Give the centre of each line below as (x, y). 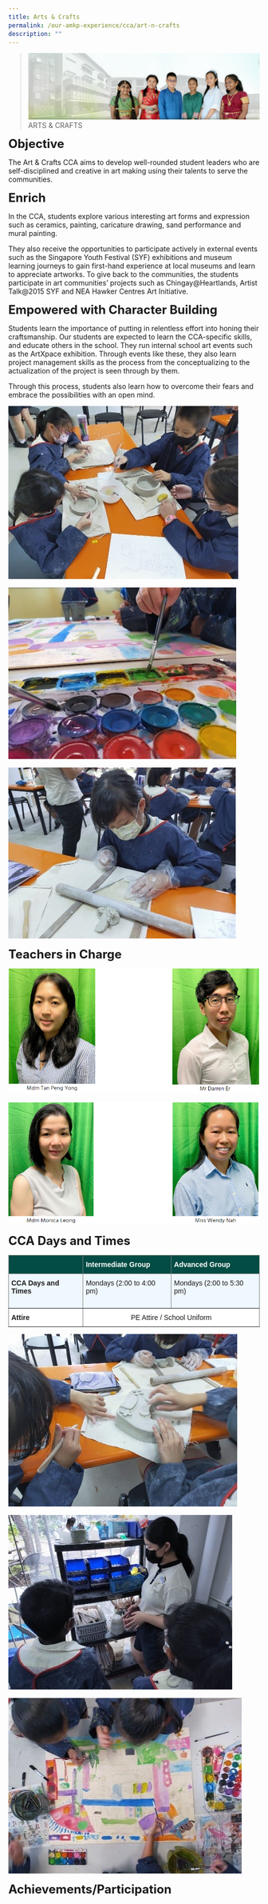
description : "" (35, 34)
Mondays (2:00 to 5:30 (209, 1283)
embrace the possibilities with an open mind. (82, 394)
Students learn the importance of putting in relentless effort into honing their (134, 328)
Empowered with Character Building (113, 310)
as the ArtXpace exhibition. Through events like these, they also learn (122, 354)
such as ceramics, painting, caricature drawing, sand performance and (125, 225)
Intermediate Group (118, 1264)
